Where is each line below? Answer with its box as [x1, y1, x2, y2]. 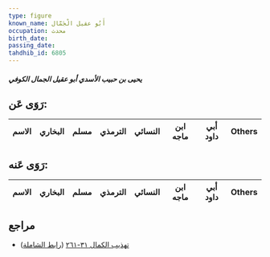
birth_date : [8, 34, 48, 43]
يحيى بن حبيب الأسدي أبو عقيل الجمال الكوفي [8, 74, 142, 84]
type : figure [8, 11, 52, 20]
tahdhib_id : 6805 [8, 49, 67, 57]
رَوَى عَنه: [8, 157, 48, 171]
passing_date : [8, 42, 56, 50]
